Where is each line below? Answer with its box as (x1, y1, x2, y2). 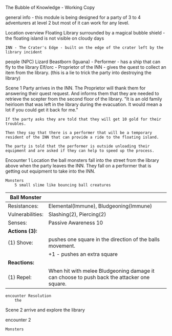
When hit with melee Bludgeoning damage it (48, 267, 155, 274)
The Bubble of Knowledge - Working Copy (5, 5, 95, 10)
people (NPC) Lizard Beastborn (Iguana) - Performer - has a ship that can (5, 59, 161, 65)
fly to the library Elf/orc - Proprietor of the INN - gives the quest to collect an (5, 64, 166, 70)
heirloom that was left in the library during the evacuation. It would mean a (5, 101, 162, 107)
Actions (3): (8, 228, 37, 234)
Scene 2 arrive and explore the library (5, 307, 85, 313)
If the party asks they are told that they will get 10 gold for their (5, 117, 161, 122)
